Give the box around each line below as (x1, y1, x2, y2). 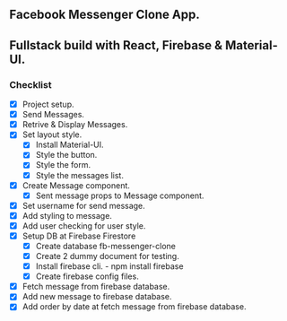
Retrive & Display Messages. (22, 119, 128, 130)
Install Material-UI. (35, 139, 105, 151)
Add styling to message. (22, 210, 112, 221)
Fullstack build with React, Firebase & (9, 38, 222, 53)
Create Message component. (22, 179, 130, 191)
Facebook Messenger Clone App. (9, 7, 200, 22)
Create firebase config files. (35, 271, 139, 282)
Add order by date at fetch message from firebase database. (22, 301, 247, 312)
